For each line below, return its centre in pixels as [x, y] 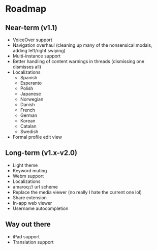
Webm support [28, 176]
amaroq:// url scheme [35, 186]
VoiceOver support [32, 40]
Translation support [33, 242]
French [28, 110]
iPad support [26, 236]
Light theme [25, 165]
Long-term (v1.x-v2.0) [41, 153]
